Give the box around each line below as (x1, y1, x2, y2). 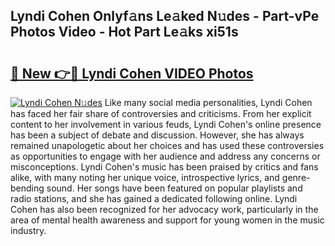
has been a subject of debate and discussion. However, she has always (10, 129, 305, 141)
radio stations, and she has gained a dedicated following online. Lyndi (10, 193, 298, 204)
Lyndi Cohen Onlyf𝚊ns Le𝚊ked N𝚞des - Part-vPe (10, 8, 320, 25)
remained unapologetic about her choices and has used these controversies (10, 140, 325, 151)
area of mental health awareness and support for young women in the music (10, 214, 325, 226)
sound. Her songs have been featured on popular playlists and (46, 182, 303, 194)
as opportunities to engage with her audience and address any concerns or (10, 150, 321, 162)
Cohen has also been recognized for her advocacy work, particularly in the (10, 204, 319, 215)
